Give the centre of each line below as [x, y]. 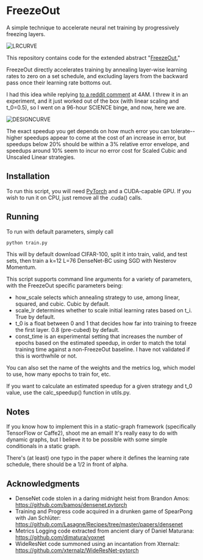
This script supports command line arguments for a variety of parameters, [99, 279]
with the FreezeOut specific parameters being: [65, 286]
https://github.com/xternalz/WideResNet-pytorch [77, 550]
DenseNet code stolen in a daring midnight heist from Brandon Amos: [102, 498]
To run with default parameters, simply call [60, 231]
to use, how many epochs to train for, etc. [59, 374]
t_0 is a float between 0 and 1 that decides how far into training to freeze [106, 323]
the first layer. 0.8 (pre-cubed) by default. [67, 330]
